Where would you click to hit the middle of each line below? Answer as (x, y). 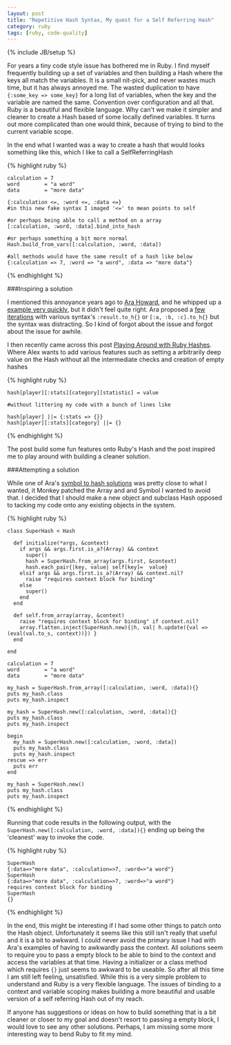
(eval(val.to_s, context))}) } (52, 634)
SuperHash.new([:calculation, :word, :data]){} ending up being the (106, 830)
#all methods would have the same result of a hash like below (100, 257)
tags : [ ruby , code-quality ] (48, 33)
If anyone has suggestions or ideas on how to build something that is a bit (112, 1012)
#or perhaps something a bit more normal (68, 239)
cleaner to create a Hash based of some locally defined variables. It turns (111, 117)
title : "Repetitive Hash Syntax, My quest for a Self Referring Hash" (111, 20)
